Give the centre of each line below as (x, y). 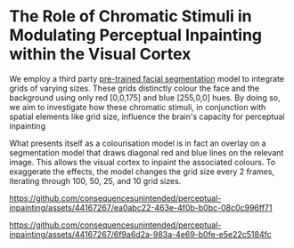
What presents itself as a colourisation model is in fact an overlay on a (138, 143)
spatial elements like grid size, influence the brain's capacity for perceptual (147, 116)
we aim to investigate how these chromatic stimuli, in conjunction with (138, 107)
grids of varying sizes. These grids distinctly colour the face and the (135, 88)
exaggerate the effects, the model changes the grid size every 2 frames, (142, 172)
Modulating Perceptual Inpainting (136, 35)
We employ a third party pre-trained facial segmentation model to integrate (147, 78)
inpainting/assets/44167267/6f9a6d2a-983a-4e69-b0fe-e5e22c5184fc (140, 234)
